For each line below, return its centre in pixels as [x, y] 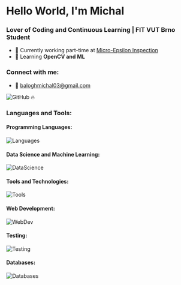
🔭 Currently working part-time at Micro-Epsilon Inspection [87, 50]
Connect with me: [33, 72]
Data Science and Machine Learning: [53, 154]
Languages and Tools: [39, 113]
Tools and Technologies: [37, 181]
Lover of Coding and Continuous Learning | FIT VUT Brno [91, 30]
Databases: [21, 263]
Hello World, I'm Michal [65, 11]
